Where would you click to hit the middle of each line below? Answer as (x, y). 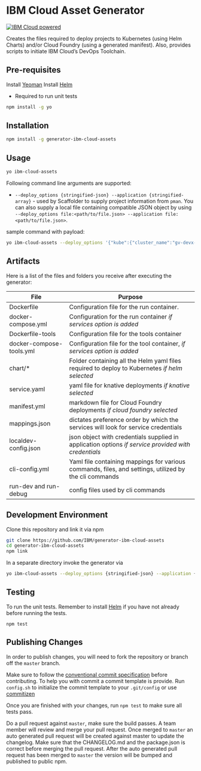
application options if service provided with (130, 444)
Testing (21, 592)
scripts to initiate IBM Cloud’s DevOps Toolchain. (66, 51)
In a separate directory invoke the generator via (65, 563)
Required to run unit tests (46, 96)
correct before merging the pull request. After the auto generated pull (92, 748)
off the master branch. (33, 663)
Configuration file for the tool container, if (127, 343)
